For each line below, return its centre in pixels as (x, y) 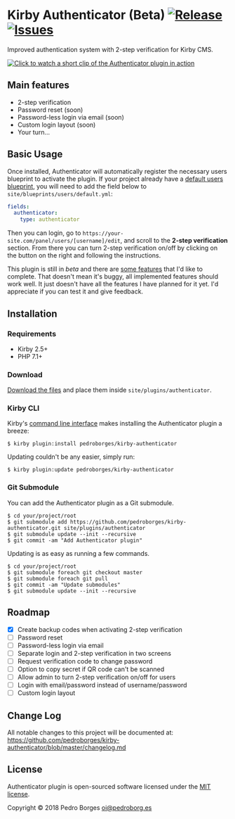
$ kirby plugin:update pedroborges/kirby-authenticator (90, 470)
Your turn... (34, 132)
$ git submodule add (38, 522)
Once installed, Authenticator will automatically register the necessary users (117, 171)
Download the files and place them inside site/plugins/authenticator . (109, 390)
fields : (19, 207)
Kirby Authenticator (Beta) (86, 15)
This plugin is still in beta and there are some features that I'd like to (105, 269)
